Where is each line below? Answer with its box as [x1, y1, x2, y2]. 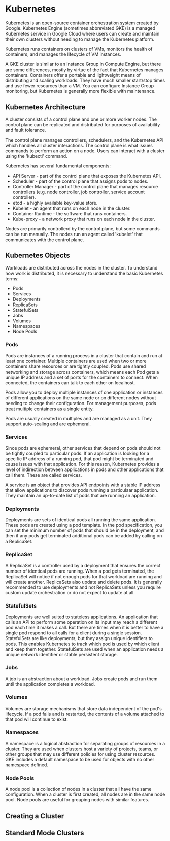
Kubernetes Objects [5, 251, 70, 260]
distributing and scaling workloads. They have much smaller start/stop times [5, 77, 165, 83]
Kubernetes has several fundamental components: [5, 163, 111, 169]
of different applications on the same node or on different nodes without [5, 394, 156, 401]
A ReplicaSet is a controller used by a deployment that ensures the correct [5, 562, 161, 568]
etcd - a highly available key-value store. [12, 199, 98, 206]
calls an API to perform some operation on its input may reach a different [5, 619, 157, 625]
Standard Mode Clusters [5, 829, 85, 837]
